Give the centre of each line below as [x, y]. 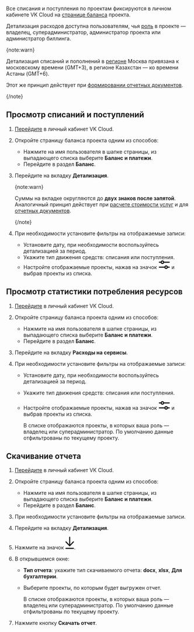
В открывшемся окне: [42, 559]
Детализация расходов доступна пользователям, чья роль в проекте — [96, 26]
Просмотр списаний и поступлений [75, 115]
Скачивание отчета [44, 456]
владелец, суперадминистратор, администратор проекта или [83, 32]
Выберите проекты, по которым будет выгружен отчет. [92, 588]
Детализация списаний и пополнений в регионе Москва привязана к [93, 61]
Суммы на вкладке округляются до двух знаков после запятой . [95, 198]
